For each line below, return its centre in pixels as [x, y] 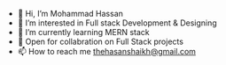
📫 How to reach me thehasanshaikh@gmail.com [107, 51]
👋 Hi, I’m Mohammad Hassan [70, 14]
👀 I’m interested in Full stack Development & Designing [117, 23]
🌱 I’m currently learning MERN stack [83, 32]
